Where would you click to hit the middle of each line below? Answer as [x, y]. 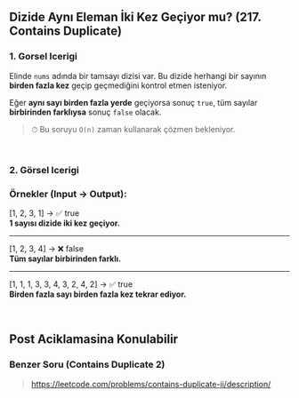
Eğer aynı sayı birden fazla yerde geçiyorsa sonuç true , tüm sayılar [133, 102]
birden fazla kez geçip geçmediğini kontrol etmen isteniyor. [118, 85]
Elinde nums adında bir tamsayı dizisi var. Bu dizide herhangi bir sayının [138, 76]
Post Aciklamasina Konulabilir [94, 339]
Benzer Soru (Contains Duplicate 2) [87, 364]
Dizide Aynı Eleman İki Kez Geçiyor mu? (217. [135, 17]
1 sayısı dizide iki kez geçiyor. [65, 223]
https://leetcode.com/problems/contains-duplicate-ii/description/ [151, 384]
